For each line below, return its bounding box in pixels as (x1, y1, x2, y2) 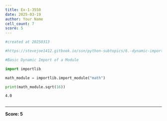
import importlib (5, 66, 41, 71)
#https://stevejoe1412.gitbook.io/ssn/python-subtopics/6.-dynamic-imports (5, 48, 166, 53)
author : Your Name (5, 16, 43, 21)
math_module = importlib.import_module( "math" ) (5, 75, 106, 80)
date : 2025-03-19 (5, 12, 41, 17)
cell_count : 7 (5, 21, 35, 26)
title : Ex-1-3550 (5, 7, 41, 12)
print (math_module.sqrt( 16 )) (5, 84, 66, 90)
